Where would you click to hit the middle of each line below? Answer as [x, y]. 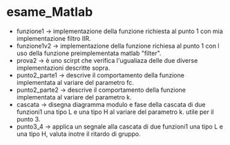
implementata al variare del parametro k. [74, 97]
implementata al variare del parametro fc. [75, 82]
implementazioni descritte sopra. [63, 68]
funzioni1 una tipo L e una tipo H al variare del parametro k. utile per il [115, 112]
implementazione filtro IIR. [54, 38]
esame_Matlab [50, 12]
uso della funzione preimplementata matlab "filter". [89, 53]
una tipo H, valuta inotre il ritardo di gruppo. [78, 134]
